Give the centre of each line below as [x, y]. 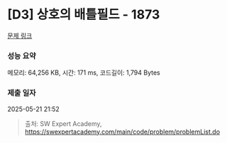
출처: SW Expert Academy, [63, 123]
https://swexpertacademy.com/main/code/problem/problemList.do [122, 132]
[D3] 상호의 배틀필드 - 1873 [84, 15]
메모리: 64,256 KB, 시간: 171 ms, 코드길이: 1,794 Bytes [84, 73]
